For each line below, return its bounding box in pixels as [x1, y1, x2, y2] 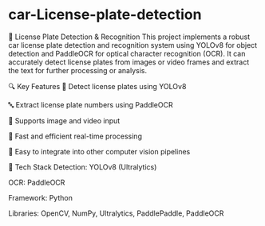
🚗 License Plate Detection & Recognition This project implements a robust [8, 32, 251, 41]
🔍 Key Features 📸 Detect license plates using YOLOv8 [8, 81, 187, 91]
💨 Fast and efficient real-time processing [8, 131, 142, 141]
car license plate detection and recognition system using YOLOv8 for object [8, 40, 258, 49]
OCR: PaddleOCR [8, 177, 65, 187]
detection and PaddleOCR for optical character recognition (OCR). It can [8, 49, 246, 58]
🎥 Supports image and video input [8, 115, 121, 125]
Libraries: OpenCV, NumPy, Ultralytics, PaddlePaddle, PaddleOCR [8, 208, 224, 218]
